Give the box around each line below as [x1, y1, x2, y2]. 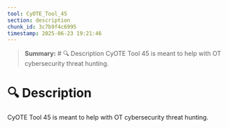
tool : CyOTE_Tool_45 [7, 10, 68, 17]
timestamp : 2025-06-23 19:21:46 [7, 29, 102, 37]
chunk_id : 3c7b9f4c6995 [7, 23, 77, 30]
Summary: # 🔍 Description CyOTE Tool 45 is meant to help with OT [24, 50, 222, 58]
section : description [7, 17, 71, 24]
